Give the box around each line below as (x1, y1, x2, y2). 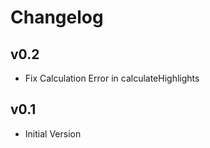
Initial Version (24, 127, 82, 140)
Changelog (10, 6, 104, 29)
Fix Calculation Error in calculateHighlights (24, 72, 200, 84)
